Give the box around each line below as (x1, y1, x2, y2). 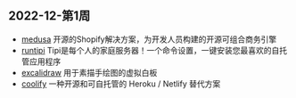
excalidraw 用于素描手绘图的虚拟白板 (21, 67, 158, 78)
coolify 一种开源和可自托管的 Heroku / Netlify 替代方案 (21, 78, 221, 89)
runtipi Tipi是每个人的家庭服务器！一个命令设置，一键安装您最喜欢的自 (21, 45, 280, 55)
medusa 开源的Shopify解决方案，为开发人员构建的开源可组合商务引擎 (21, 34, 277, 45)
